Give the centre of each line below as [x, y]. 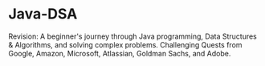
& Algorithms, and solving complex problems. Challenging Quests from [125, 44]
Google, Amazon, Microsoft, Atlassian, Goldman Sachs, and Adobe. [120, 53]
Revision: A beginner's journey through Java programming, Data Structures [132, 36]
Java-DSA [43, 14]
